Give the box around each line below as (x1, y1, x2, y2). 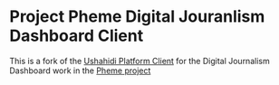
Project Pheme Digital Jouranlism (9, 6, 265, 27)
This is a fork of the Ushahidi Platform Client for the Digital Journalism (9, 55, 270, 66)
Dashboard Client (9, 25, 144, 46)
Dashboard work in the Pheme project (9, 65, 151, 76)
